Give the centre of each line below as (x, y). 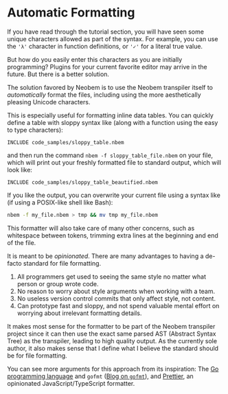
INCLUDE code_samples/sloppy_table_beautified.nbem (82, 182)
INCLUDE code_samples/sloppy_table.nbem (66, 142)
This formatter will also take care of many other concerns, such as (101, 228)
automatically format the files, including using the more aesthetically (104, 95)
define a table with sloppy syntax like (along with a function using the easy (113, 122)
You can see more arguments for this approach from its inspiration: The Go (113, 369)
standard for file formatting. (62, 263)
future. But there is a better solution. (58, 74)
